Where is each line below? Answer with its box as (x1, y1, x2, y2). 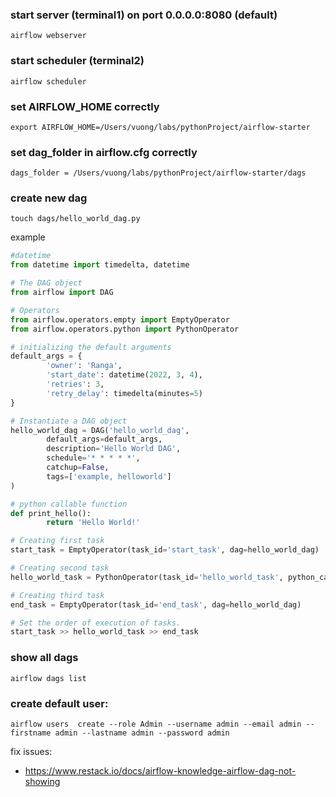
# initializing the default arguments (10, 342, 172, 352)
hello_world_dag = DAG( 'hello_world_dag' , (10, 425, 190, 435)
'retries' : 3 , (46, 379, 105, 390)
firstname (10, 728, 52, 738)
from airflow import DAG (10, 288, 114, 298)
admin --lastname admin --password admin (54, 728, 230, 738)
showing (24, 775, 61, 787)
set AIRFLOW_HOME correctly (10, 99, 160, 113)
